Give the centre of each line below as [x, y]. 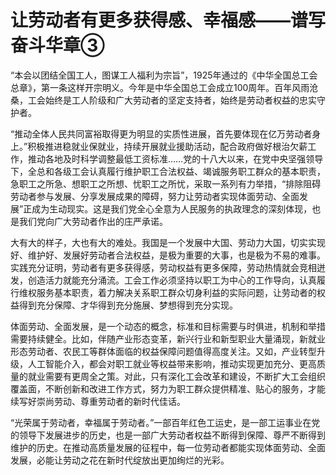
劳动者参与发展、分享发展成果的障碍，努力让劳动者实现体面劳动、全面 [155, 196]
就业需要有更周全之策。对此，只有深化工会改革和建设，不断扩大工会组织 [176, 376]
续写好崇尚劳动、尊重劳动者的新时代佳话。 [98, 401]
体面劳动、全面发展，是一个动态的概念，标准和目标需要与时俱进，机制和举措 [168, 326]
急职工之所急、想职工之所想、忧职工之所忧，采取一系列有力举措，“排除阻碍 [166, 183]
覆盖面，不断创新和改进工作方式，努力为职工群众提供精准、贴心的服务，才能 [168, 388]
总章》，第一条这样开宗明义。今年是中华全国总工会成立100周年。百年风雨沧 [164, 87]
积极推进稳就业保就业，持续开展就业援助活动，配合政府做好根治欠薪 [167, 146]
